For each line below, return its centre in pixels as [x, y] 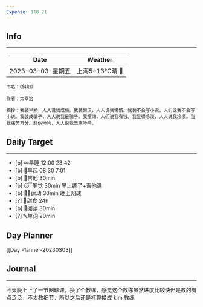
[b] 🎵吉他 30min [35, 178]
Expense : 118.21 [27, 12]
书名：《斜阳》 [21, 87]
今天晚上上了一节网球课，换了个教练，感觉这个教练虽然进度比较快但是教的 [99, 290]
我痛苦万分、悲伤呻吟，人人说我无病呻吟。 [51, 124]
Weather [100, 60]
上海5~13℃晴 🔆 [100, 71]
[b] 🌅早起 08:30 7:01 [40, 171]
